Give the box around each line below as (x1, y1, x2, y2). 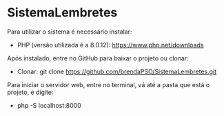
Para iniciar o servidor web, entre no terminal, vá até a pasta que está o (7, 80, 210, 89)
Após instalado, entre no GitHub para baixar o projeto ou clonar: (7, 54, 189, 62)
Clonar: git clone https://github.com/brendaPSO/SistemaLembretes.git (17, 67, 217, 76)
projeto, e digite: (7, 88, 54, 96)
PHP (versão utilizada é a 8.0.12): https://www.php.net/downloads (17, 40, 204, 49)
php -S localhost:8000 (17, 101, 81, 109)
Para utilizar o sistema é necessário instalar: (7, 27, 132, 36)
